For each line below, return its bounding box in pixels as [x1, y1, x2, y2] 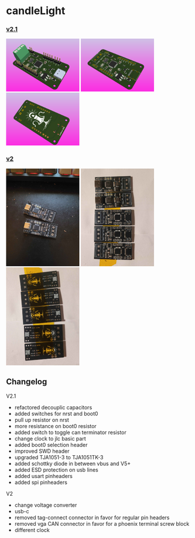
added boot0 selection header [14, 441, 88, 448]
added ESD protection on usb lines [14, 466, 98, 473]
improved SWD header [14, 448, 70, 455]
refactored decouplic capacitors [14, 403, 93, 411]
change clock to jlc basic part [14, 435, 86, 442]
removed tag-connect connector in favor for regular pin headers [14, 514, 170, 521]
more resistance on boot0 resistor [14, 422, 97, 429]
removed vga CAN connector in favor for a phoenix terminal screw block [14, 520, 190, 527]
